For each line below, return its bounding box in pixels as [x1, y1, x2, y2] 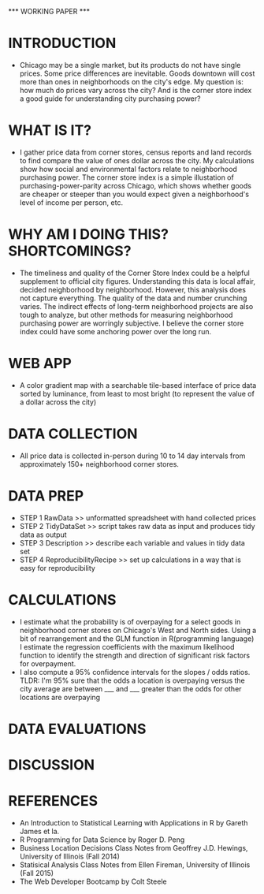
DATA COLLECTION [8, 425, 138, 442]
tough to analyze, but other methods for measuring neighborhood [19, 310, 233, 319]
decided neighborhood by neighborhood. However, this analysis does [19, 285, 247, 294]
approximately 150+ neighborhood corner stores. [19, 459, 180, 468]
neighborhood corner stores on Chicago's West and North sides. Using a [19, 625, 257, 635]
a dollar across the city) [19, 397, 97, 407]
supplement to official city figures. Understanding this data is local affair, [19, 276, 256, 286]
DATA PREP [8, 486, 84, 505]
